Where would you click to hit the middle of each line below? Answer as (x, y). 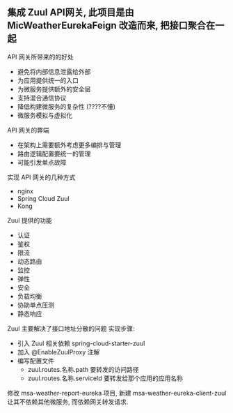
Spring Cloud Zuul (43, 198)
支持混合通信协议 (42, 98)
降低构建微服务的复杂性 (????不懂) (66, 106)
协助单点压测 (35, 305)
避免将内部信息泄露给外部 (54, 71)
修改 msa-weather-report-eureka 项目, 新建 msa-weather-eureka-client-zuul (117, 393)
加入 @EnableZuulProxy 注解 (58, 352)
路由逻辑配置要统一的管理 (54, 153)
